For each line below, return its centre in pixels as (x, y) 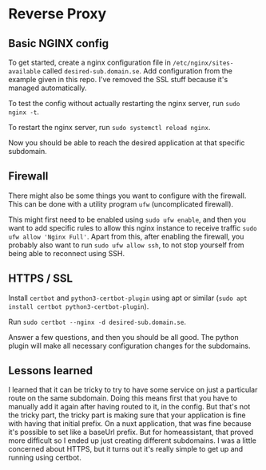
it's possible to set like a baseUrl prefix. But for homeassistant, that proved (131, 432)
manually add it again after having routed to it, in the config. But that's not (129, 407)
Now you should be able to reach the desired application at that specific (127, 143)
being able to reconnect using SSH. (67, 253)
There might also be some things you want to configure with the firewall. (127, 196)
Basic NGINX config (59, 43)
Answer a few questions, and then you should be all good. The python (123, 337)
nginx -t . (24, 112)
